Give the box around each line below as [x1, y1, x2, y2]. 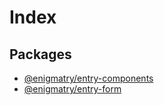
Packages [9, 46, 72, 63]
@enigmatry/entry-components [23, 72, 154, 84]
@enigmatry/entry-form [23, 83, 122, 95]
